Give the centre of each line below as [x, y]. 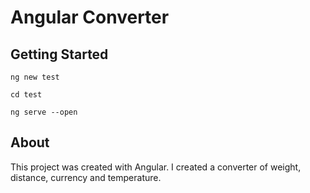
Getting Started [59, 54]
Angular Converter [90, 17]
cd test [26, 95]
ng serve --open [44, 112]
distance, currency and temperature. [86, 177]
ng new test [35, 77]
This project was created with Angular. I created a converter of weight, [156, 167]
